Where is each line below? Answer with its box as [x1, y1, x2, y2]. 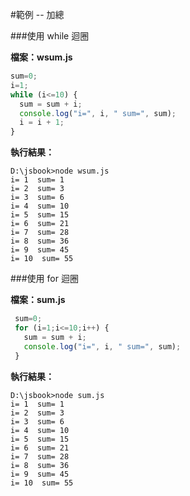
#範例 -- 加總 [10, 9, 65, 20]
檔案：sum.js [10, 294, 66, 306]
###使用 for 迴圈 [10, 273, 79, 285]
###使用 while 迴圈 [10, 30, 90, 42]
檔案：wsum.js [10, 51, 73, 63]
